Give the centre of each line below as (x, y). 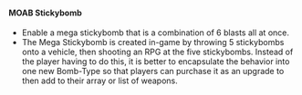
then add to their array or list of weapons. (100, 81)
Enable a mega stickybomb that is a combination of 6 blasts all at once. (155, 33)
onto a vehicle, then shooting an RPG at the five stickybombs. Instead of (157, 52)
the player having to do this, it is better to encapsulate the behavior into (156, 62)
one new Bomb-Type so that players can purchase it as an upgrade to (153, 71)
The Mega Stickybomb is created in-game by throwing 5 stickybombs (153, 43)
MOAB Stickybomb (46, 13)
